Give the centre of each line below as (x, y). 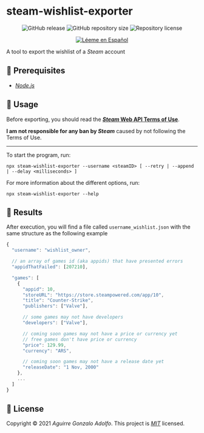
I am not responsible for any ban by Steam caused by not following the (96, 131)
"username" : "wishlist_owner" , (51, 251)
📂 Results (24, 212)
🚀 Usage (22, 105)
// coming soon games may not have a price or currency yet (100, 334)
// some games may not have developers (73, 317)
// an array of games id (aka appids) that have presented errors (97, 262)
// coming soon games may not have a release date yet (93, 362)
